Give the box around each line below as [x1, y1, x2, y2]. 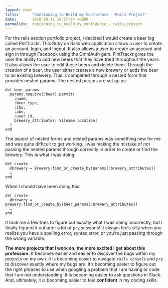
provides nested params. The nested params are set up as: [5, 78, 127, 84]
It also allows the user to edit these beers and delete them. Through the [5, 62, 153, 68]
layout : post [5, 7, 33, 13]
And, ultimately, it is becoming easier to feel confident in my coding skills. [5, 277, 158, 283]
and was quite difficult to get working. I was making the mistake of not [5, 141, 150, 147]
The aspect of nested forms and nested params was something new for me [5, 136, 161, 142]
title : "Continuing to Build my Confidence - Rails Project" [5, 12, 147, 17]
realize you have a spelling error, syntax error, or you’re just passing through [5, 230, 163, 236]
